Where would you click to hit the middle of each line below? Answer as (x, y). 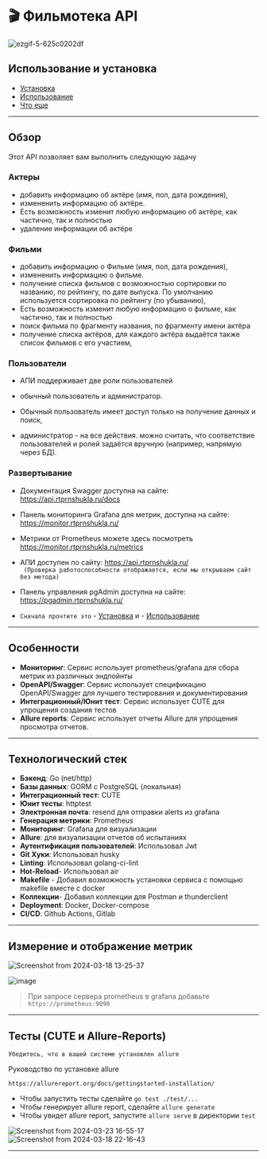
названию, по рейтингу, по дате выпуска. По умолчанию (116, 292)
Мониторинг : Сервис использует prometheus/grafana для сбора (129, 667)
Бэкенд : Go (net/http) (56, 778)
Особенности (44, 648)
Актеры (24, 177)
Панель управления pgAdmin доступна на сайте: (103, 591)
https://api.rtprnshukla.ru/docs (70, 499)
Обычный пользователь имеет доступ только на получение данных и (137, 411)
